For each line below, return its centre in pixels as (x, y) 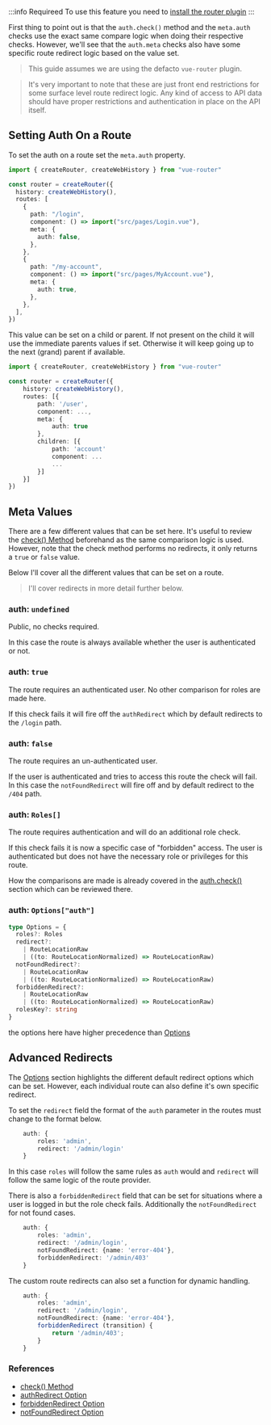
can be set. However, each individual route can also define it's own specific (134, 1086)
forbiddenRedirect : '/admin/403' (94, 1258)
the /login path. (35, 722)
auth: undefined (39, 609)
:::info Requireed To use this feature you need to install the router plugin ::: (131, 12)
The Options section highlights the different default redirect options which (131, 1077)
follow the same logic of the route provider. (80, 1180)
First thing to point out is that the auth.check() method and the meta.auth (129, 27)
